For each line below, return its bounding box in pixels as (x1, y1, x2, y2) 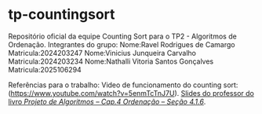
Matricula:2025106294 (8, 64, 82, 74)
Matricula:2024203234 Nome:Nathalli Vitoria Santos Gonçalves (8, 57, 214, 66)
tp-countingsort (8, 6, 115, 24)
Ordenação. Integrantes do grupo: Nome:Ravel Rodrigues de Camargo (8, 39, 235, 49)
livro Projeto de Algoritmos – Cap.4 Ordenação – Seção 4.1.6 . (8, 97, 206, 106)
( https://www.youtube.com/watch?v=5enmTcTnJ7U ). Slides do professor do (8, 88, 255, 97)
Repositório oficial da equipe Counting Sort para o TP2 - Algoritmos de (8, 31, 237, 41)
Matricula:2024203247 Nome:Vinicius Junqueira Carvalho (8, 48, 196, 57)
